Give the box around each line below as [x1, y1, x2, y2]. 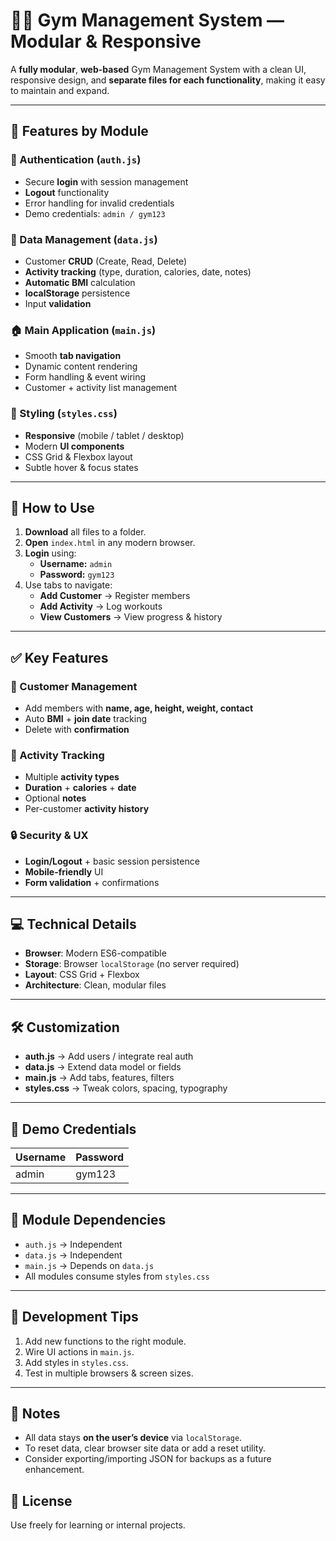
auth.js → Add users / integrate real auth [24, 1050, 194, 1063]
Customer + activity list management [24, 382, 178, 394]
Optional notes [24, 792, 87, 804]
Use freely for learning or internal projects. [10, 1519, 186, 1531]
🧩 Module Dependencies [10, 1212, 167, 1229]
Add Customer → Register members [39, 590, 191, 602]
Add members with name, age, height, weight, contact [24, 702, 254, 714]
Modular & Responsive [10, 30, 202, 53]
